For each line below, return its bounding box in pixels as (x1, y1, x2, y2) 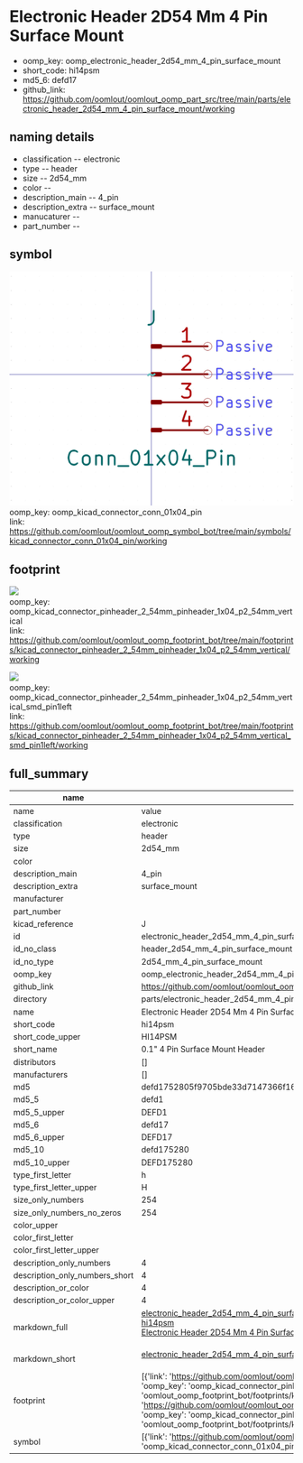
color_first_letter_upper (13, 1245, 99, 1255)
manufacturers (13, 1069, 69, 1079)
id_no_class (13, 943, 57, 954)
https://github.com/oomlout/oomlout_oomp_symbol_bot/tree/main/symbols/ (9, 526, 291, 537)
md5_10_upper (13, 1157, 70, 1168)
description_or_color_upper (13, 1295, 115, 1306)
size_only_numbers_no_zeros (13, 1207, 122, 1218)
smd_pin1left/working (9, 740, 88, 751)
